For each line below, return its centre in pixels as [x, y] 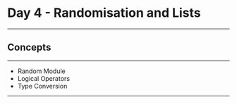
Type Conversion [42, 86]
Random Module [41, 71]
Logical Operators [44, 78]
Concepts [29, 47]
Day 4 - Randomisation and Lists [104, 13]
